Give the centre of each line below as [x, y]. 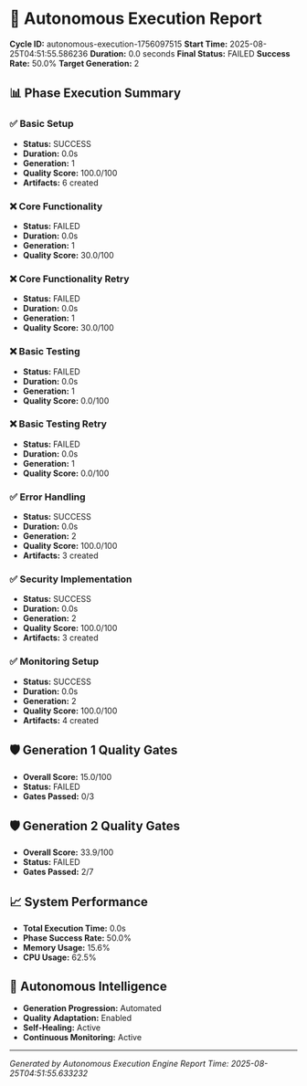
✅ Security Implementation [71, 579]
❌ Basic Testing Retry [58, 424]
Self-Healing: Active [62, 1028]
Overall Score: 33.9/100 [68, 852]
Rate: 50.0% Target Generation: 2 [74, 63]
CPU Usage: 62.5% [59, 957]
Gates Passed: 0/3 [58, 796]
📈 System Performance [79, 902]
